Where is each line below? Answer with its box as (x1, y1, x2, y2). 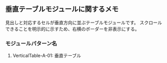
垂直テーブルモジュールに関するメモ (5, 5, 119, 14)
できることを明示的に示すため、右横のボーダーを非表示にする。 (5, 26, 139, 32)
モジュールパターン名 (5, 40, 57, 47)
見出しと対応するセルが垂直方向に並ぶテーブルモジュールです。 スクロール (5, 19, 162, 26)
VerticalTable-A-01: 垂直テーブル (12, 53, 82, 59)
